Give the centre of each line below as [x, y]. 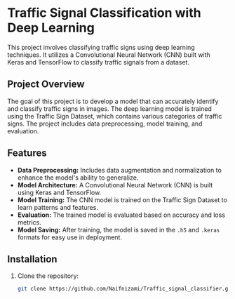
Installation [32, 259]
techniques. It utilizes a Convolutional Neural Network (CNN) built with [109, 55]
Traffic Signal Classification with [104, 13]
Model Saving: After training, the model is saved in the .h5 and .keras [119, 230]
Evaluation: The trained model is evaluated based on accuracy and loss [121, 215]
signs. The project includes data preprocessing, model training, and [105, 124]
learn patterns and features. [58, 207]
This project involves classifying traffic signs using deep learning [101, 47]
